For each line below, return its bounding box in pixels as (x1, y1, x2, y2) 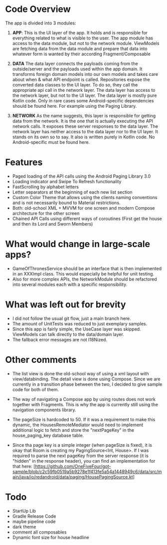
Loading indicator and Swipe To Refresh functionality (12, 178, 122, 184)
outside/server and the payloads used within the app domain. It (12, 66, 143, 72)
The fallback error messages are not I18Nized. (12, 336, 107, 342)
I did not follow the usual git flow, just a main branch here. (12, 315, 131, 321)
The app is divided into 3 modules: (5, 20, 76, 26)
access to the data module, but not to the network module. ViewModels (12, 40, 160, 46)
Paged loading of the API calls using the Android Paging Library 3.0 (12, 173, 151, 179)
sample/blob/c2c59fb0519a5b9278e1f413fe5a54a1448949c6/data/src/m (12, 468, 162, 475)
